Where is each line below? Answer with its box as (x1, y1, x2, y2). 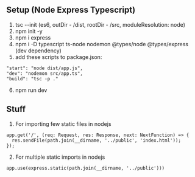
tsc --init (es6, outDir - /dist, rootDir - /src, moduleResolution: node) (15, 21, 186, 28)
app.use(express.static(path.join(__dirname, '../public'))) (6, 165, 165, 171)
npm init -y (15, 27, 43, 35)
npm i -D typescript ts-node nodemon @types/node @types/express (15, 40, 189, 47)
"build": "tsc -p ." (6, 75, 59, 82)
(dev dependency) (15, 47, 62, 54)
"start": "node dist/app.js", (6, 65, 83, 71)
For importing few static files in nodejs (15, 120, 112, 127)
